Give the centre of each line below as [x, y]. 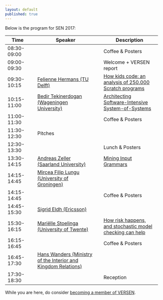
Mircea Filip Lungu [58, 172]
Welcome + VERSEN [127, 62]
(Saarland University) [62, 164]
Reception [115, 277]
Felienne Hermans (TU [63, 79]
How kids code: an [125, 76]
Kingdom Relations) [60, 266]
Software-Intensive [126, 102]
